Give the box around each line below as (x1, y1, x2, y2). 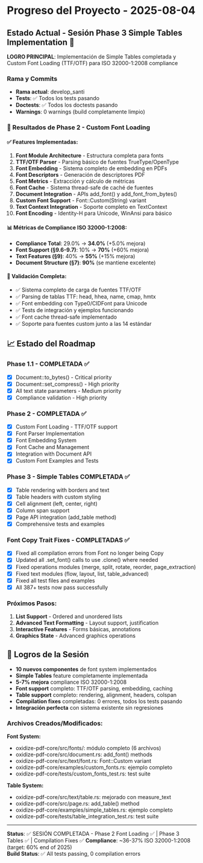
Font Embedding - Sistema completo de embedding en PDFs (15, 165, 167, 172)
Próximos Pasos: (7, 599, 57, 607)
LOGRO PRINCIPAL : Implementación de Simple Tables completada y (7, 53, 176, 60)
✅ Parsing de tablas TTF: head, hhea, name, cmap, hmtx (15, 293, 156, 300)
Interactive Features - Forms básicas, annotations (15, 626, 141, 633)
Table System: (7, 782, 44, 789)
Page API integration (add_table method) (15, 514, 117, 521)
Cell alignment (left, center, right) (15, 500, 98, 507)
